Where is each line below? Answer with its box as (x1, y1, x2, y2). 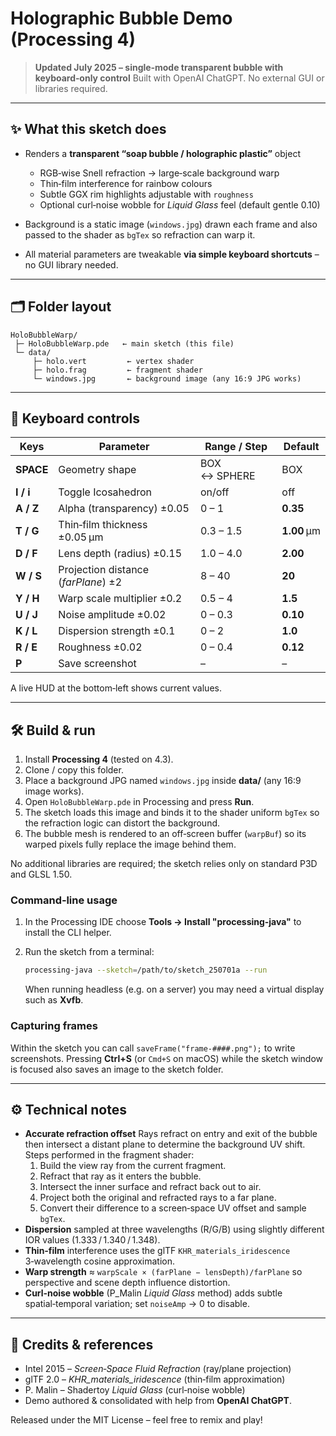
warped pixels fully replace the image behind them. (24, 838, 237, 851)
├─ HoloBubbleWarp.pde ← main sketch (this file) (14, 338, 235, 349)
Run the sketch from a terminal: (24, 946, 155, 958)
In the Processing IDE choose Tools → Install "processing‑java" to (24, 916, 302, 928)
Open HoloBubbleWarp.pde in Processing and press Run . (24, 796, 255, 808)
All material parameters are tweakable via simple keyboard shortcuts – (24, 248, 320, 260)
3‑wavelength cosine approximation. (24, 1255, 176, 1267)
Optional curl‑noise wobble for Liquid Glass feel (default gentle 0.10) (39, 198, 321, 211)
